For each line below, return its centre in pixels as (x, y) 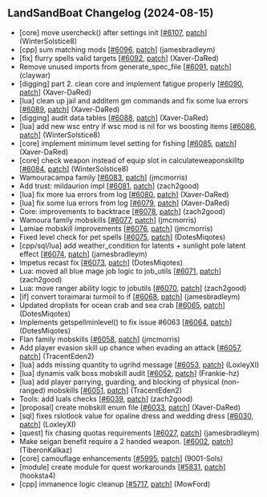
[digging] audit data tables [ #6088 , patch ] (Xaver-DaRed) (114, 117)
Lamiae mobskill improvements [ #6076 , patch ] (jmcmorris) (116, 228)
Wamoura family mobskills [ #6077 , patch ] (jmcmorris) (108, 220)
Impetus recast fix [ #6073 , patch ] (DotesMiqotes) (101, 262)
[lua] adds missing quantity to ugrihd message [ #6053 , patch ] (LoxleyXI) (139, 365)
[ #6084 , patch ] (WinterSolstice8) (74, 168)
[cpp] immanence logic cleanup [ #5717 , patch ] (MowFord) (115, 483)
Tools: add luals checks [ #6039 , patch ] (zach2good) (106, 398)
